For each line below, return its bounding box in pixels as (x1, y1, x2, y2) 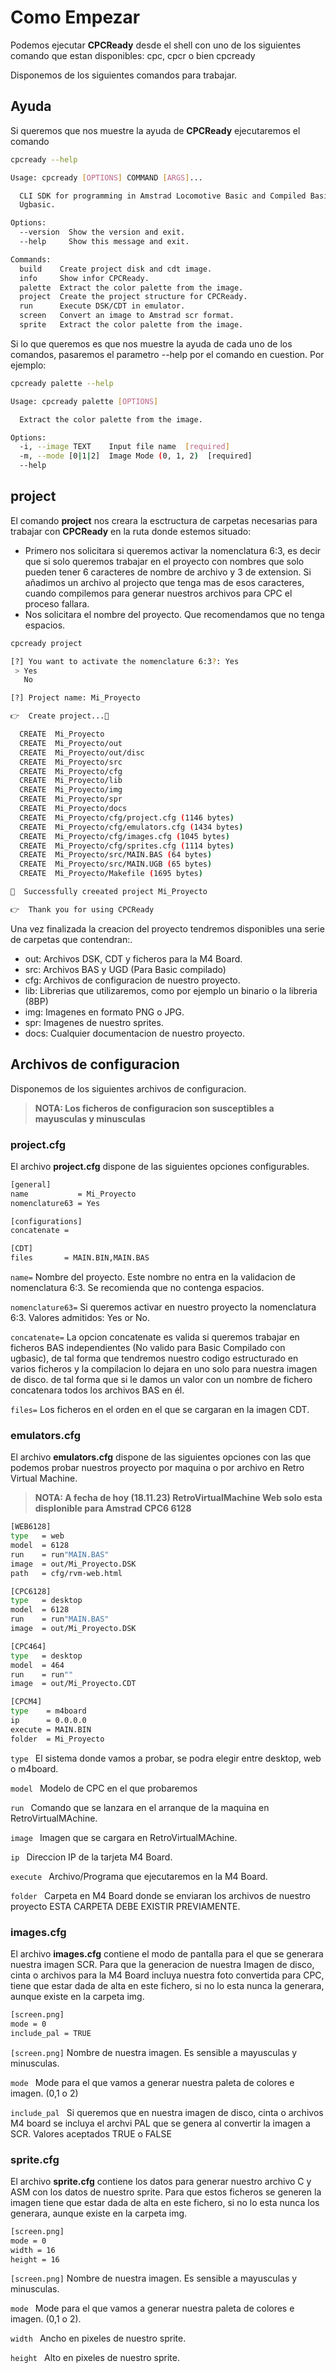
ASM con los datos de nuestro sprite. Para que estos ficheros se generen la (10, 2186, 322, 2198)
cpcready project (10, 638, 83, 648)
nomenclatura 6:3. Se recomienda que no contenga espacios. (10, 1282, 265, 1294)
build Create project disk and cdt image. (19, 264, 213, 274)
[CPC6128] (10, 1586, 52, 1596)
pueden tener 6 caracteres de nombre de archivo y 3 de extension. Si (24, 566, 312, 578)
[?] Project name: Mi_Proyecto (10, 693, 141, 703)
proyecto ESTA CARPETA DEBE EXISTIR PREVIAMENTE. (10, 1900, 241, 1912)
